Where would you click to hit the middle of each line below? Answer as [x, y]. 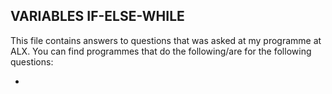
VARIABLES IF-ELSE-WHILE [97, 16]
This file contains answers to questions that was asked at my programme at [166, 40]
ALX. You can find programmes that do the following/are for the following [161, 51]
